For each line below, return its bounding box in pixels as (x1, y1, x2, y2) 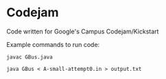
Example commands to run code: (6, 40, 100, 48)
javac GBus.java (6, 53, 53, 61)
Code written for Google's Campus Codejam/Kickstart (6, 27, 159, 35)
